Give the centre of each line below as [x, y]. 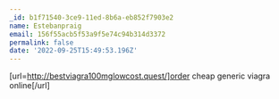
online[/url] [30, 86]
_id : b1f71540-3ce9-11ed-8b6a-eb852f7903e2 [92, 17]
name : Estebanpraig [46, 26]
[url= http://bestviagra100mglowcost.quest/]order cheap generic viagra [140, 76]
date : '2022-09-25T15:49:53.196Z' [74, 51]
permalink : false [42, 42]
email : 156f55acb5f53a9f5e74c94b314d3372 [88, 34]
